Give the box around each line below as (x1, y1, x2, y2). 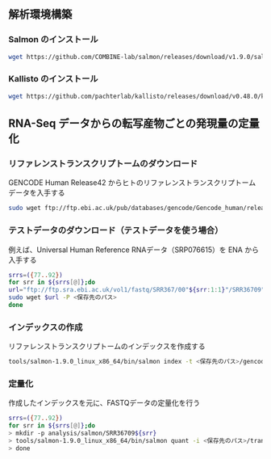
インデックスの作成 (8, 322, 83, 333)
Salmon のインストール (8, 34, 98, 45)
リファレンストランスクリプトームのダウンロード (8, 158, 198, 170)
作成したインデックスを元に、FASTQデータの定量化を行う (8, 398, 201, 408)
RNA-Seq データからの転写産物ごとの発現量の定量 (8, 116, 260, 131)
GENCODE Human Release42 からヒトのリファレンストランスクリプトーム (8, 178, 256, 187)
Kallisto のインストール (8, 74, 98, 85)
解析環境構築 (8, 7, 73, 22)
